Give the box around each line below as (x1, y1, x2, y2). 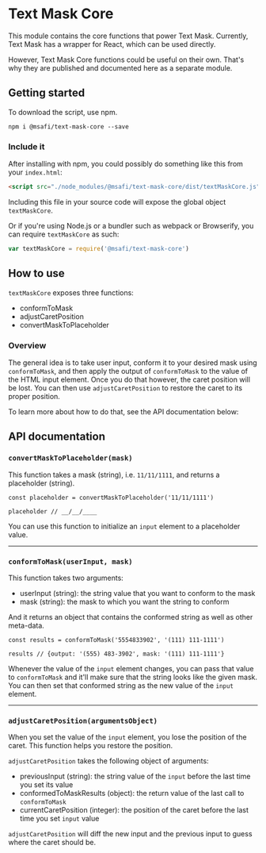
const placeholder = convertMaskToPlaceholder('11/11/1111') (8, 494, 215, 501)
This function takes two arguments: (8, 573, 124, 582)
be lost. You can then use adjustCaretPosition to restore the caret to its (8, 382, 243, 393)
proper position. (8, 391, 61, 401)
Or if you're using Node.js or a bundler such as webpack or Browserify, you (8, 221, 254, 230)
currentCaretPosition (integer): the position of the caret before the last (19, 805, 249, 815)
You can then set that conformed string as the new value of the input (8, 680, 234, 690)
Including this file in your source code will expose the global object (8, 197, 226, 206)
